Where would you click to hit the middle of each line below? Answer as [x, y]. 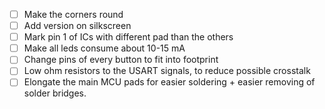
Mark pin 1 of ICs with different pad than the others [128, 37]
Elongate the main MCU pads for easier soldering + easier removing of [169, 82]
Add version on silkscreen [77, 26]
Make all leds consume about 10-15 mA [104, 48]
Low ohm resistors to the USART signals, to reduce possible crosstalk [167, 71]
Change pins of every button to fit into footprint [121, 60]
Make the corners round [73, 14]
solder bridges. [55, 93]
